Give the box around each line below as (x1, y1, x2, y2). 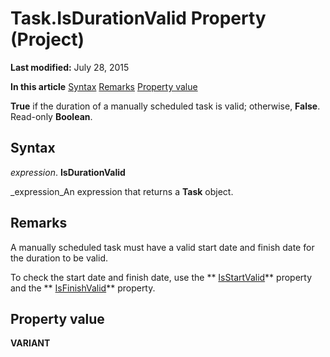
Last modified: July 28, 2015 (10, 61, 130, 73)
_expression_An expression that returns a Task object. (10, 185, 234, 197)
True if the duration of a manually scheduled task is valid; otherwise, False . (10, 100, 321, 112)
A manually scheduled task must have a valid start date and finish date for (10, 241, 315, 253)
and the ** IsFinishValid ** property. (10, 282, 156, 294)
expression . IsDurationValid (10, 166, 126, 178)
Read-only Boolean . (10, 110, 93, 122)
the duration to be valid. (10, 252, 109, 264)
